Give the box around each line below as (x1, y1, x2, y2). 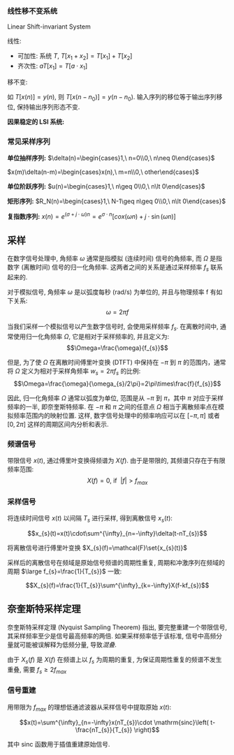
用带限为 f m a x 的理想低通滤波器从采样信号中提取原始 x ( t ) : (7, 703, 172, 713)
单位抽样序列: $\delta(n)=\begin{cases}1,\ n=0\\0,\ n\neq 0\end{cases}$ (7, 154, 215, 162)
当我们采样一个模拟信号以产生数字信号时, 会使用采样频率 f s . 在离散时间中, (7, 323, 219, 332)
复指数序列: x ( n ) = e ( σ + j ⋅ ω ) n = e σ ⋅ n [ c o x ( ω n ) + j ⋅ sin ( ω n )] (7, 211, 176, 221)
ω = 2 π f (105, 308, 129, 316)
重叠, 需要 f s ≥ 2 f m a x (7, 665, 67, 675)
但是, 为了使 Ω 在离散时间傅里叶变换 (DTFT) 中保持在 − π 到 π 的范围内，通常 (7, 358, 226, 367)
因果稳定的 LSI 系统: (7, 117, 65, 126)
